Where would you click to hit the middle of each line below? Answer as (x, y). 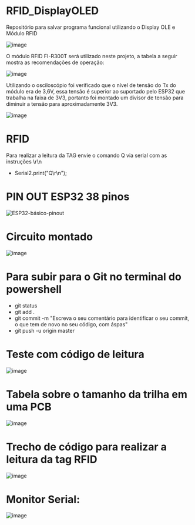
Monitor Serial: (43, 499)
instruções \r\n (24, 161)
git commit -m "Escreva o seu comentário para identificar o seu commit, (102, 318)
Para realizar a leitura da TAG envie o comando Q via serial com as (87, 155)
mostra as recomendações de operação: (55, 62)
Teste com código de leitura (75, 354)
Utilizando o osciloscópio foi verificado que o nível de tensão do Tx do (91, 85)
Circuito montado (49, 237)
